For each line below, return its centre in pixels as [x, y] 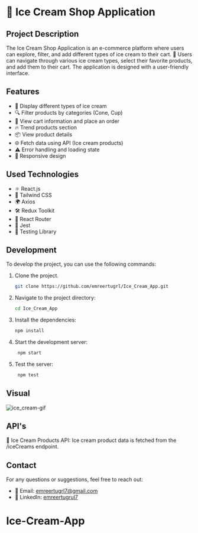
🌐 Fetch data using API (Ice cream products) [69, 143]
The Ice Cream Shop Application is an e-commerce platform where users [95, 48]
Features [23, 92]
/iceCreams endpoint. [33, 447]
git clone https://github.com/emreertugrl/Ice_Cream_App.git [92, 287]
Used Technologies [42, 175]
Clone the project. [37, 276]
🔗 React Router [33, 219]
